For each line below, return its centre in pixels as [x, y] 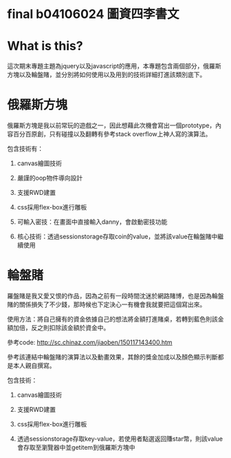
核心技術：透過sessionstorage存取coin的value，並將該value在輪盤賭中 [117, 237]
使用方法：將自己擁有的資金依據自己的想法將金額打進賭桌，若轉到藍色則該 [112, 319]
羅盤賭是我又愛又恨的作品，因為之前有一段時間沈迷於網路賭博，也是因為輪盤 [115, 296]
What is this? [45, 46]
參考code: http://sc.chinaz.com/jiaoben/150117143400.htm [90, 342]
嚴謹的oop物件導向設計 [50, 178]
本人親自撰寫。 [34, 365]
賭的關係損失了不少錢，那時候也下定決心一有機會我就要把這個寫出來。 [107, 304]
